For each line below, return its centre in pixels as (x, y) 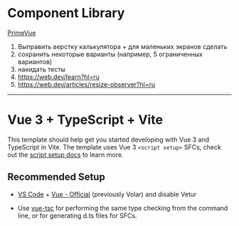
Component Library (66, 13)
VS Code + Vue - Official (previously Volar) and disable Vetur (107, 194)
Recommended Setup (56, 177)
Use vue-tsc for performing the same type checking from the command (123, 208)
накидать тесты (42, 69)
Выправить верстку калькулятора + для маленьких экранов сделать (122, 46)
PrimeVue (22, 33)
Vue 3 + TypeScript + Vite (85, 120)
